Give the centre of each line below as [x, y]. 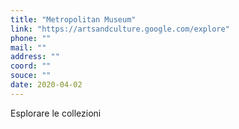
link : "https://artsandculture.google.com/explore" [120, 29]
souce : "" [31, 76]
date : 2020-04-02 [46, 85]
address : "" [35, 57]
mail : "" [28, 47]
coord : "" [31, 66]
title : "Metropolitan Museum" [73, 19]
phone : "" [31, 38]
